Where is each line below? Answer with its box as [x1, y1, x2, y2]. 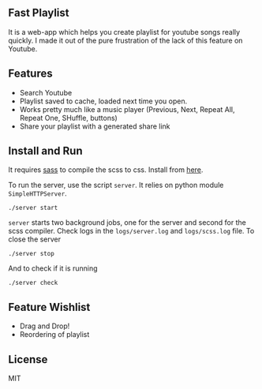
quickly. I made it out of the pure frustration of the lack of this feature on [8, 36, 243, 45]
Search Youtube [19, 88, 73, 97]
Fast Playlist [8, 6, 69, 20]
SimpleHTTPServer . [8, 189, 67, 198]
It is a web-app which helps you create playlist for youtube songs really [8, 27, 241, 36]
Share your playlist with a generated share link [19, 122, 171, 131]
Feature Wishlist [8, 300, 91, 314]
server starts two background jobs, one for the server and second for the [8, 218, 246, 227]
